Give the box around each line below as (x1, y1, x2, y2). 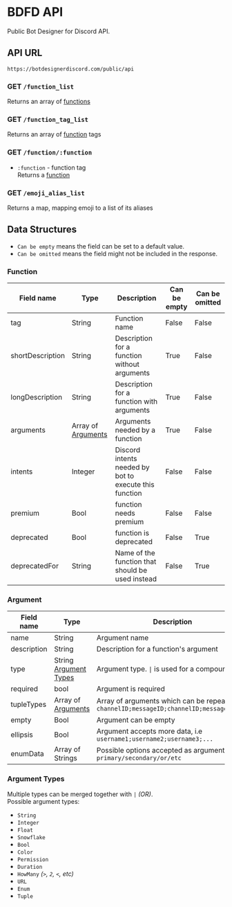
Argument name (96, 633, 149, 643)
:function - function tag (17, 163, 86, 172)
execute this (115, 480, 155, 490)
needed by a (115, 425, 156, 435)
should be (115, 566, 147, 575)
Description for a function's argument (96, 645, 219, 654)
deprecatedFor (10, 562, 59, 571)
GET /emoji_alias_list (7, 188, 85, 197)
